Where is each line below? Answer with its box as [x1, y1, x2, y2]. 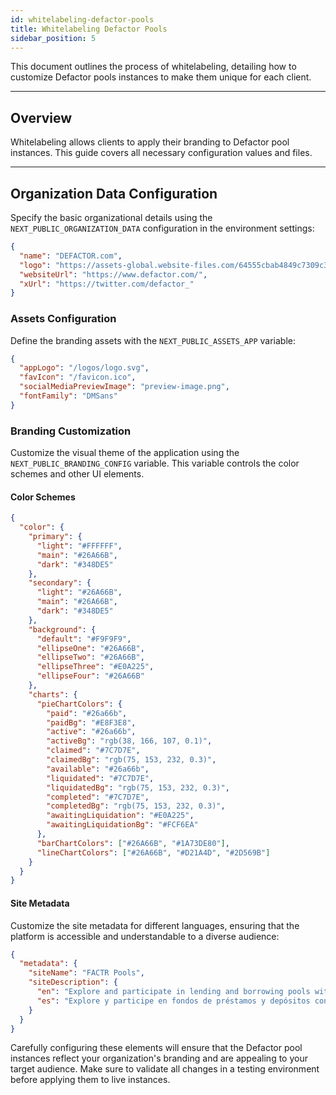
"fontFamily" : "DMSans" [19, 391, 118, 401]
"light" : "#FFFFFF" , [36, 541, 123, 551]
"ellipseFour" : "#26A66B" [36, 671, 145, 681]
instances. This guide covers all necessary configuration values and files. [10, 147, 313, 159]
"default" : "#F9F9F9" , [36, 634, 132, 644]
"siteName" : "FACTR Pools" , [28, 968, 145, 978]
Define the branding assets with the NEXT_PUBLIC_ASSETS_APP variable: [10, 334, 296, 346]
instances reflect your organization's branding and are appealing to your [10, 1052, 308, 1065]
